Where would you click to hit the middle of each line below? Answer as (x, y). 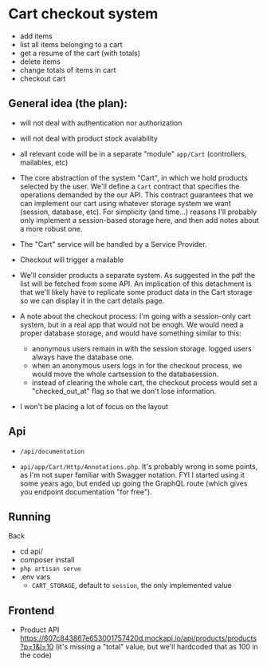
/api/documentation (52, 451)
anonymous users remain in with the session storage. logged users (142, 348)
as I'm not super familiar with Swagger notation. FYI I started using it (132, 474)
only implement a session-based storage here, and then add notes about (139, 220)
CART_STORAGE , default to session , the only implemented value (132, 586)
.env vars (35, 577)
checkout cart (43, 78)
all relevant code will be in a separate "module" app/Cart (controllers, (133, 153)
